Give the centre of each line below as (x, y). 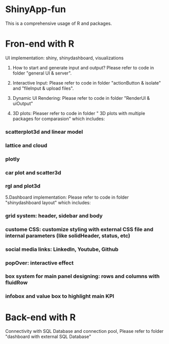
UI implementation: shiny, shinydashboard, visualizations (64, 58)
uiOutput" (23, 103)
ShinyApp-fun (36, 9)
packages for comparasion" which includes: (59, 119)
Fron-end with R (40, 44)
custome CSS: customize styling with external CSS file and (79, 229)
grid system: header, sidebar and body (54, 215)
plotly (13, 159)
